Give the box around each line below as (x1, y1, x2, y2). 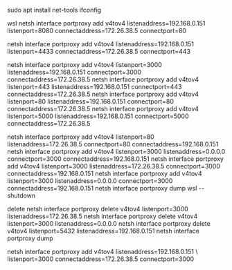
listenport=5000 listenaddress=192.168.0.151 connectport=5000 (7, 112, 189, 120)
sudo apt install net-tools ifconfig (7, 6, 102, 14)
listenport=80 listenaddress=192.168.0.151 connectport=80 (7, 97, 175, 106)
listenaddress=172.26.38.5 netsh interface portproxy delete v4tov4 (7, 212, 198, 220)
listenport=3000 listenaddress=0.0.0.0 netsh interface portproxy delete (7, 220, 211, 227)
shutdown (7, 191, 36, 200)
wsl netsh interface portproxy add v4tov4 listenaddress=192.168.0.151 (7, 19, 206, 27)
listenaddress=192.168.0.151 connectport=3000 (7, 68, 142, 76)
